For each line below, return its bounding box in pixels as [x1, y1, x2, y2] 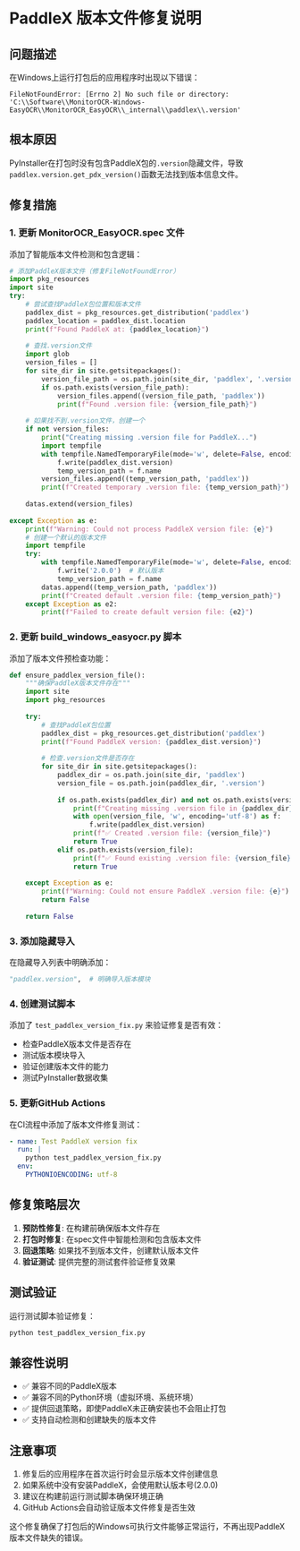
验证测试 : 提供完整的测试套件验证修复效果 [21, 1255, 176, 1267]
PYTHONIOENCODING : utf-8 [25, 1170, 118, 1179]
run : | [17, 1145, 42, 1154]
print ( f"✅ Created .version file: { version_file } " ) [72, 829, 271, 838]
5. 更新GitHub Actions [9, 1097, 105, 1110]
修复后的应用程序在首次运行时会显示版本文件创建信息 [21, 1469, 219, 1479]
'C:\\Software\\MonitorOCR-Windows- [9, 98, 146, 107]
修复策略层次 [9, 1197, 80, 1213]
